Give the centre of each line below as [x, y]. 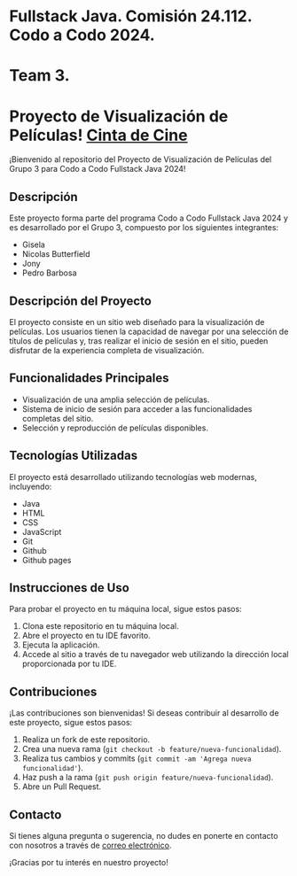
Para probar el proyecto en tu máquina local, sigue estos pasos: [125, 609]
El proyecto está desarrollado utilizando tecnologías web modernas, [133, 477]
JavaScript [42, 531]
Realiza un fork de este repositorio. [86, 740]
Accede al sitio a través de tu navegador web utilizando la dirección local [155, 655]
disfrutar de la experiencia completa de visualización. [107, 350]
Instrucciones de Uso [70, 588]
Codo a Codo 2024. [82, 35]
